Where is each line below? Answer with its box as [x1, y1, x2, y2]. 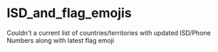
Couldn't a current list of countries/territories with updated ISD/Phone [6, 28, 211, 37]
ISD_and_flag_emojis [6, 5, 133, 21]
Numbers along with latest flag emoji [6, 36, 115, 44]
